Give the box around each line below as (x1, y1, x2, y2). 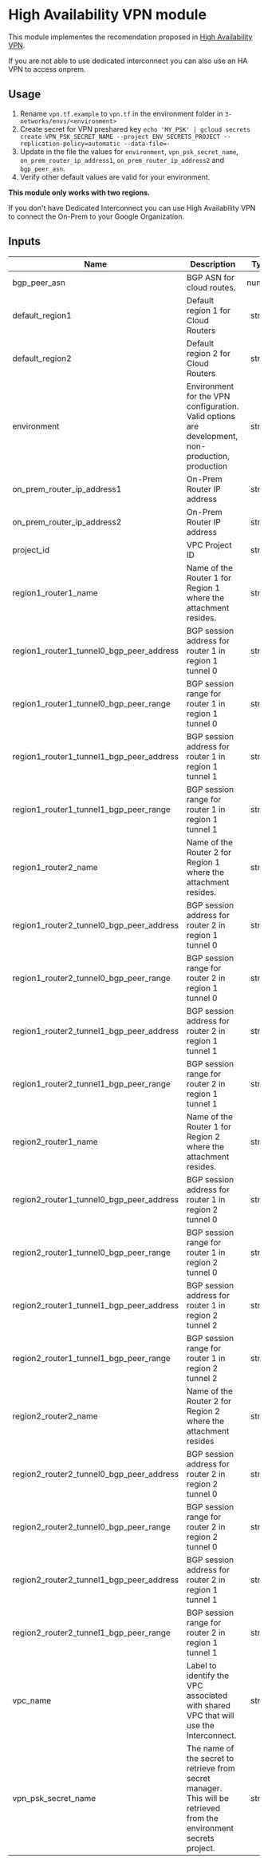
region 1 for (186, 305, 231, 316)
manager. (186, 1783, 223, 1794)
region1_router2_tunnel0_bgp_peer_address (12, 920, 179, 931)
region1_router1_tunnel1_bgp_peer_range (12, 804, 171, 815)
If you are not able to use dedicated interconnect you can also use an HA (8, 56, 248, 65)
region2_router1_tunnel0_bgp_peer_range (12, 1247, 171, 1258)
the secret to (186, 1752, 235, 1763)
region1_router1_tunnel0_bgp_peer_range (12, 698, 171, 709)
